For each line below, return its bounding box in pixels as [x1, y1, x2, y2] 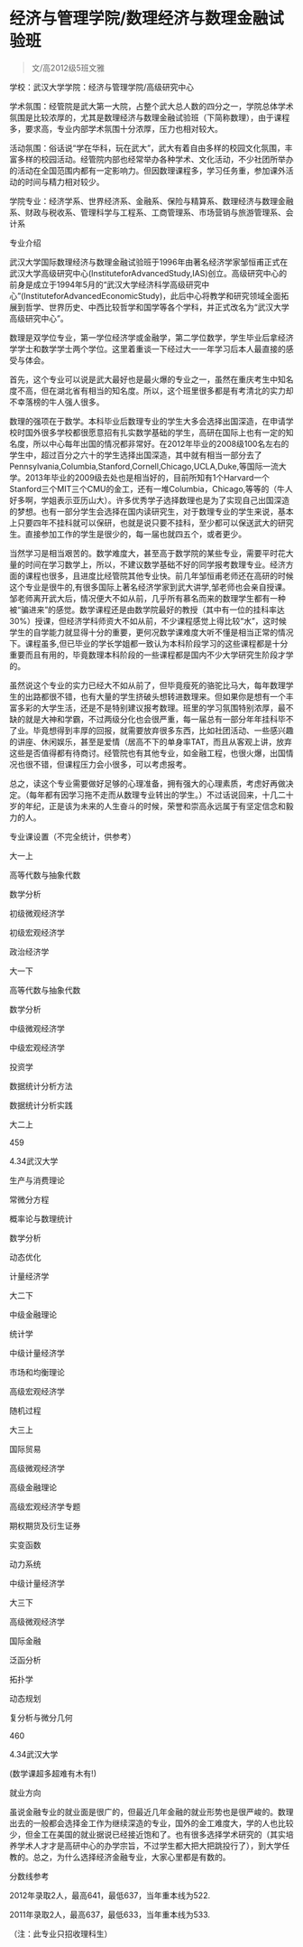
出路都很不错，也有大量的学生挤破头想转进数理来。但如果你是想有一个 [24, 691, 286, 702]
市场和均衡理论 [9, 1366, 65, 1377]
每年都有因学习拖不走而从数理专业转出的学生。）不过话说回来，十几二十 [28, 789, 294, 800]
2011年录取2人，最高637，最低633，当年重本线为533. [9, 1909, 210, 1920]
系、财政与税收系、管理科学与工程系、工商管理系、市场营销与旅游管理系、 [9, 207, 286, 218]
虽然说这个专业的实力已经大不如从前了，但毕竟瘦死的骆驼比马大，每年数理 [9, 679, 286, 691]
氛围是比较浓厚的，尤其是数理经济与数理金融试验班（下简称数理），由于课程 [9, 112, 290, 123]
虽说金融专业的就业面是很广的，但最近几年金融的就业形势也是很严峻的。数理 [9, 1806, 294, 1817]
